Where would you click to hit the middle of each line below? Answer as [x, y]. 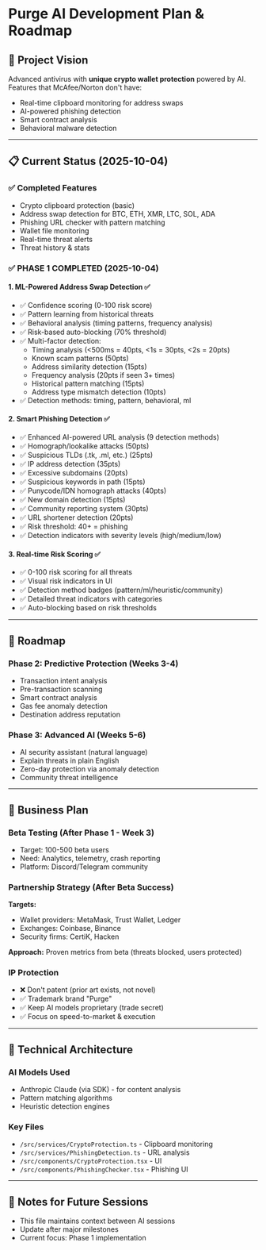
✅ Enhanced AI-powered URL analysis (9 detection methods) [120, 437]
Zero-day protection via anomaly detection [89, 769]
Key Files [26, 1127]
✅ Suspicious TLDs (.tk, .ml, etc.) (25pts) [86, 455]
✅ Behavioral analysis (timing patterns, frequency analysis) [116, 323]
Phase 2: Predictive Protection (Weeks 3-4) [93, 663]
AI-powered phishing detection [70, 111]
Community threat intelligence [69, 778]
